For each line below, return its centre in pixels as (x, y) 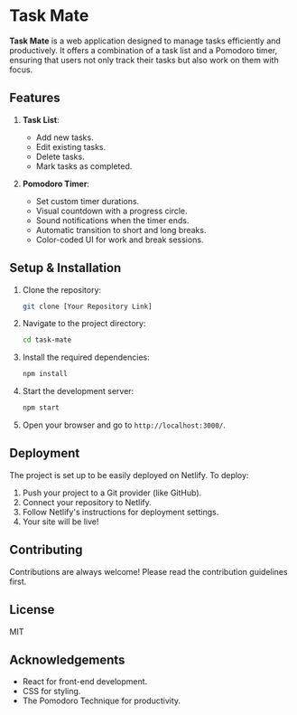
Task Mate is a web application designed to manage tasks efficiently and (145, 41)
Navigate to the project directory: (84, 324)
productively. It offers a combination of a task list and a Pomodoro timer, (144, 50)
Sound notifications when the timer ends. (112, 220)
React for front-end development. (85, 682)
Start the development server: (78, 391)
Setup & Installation (65, 268)
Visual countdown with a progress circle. (111, 211)
